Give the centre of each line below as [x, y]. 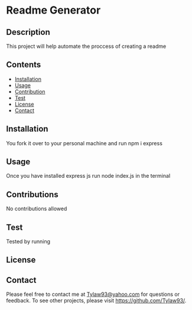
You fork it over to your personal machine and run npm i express [84, 143]
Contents [24, 65]
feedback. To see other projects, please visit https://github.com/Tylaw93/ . [96, 301]
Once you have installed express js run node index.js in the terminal [88, 176]
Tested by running [28, 242]
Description [28, 32]
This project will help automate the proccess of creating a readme [86, 46]
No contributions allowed [37, 209]
